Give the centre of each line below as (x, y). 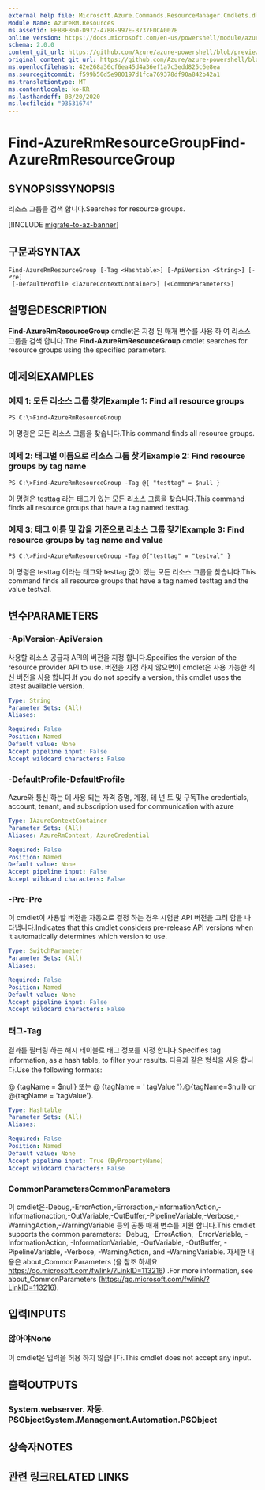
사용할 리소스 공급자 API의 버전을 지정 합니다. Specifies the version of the (122, 657)
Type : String (30, 700)
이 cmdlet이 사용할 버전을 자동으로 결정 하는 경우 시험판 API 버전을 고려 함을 (125, 918)
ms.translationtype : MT (47, 82)
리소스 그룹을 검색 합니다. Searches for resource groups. (97, 209)
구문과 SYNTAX (45, 251)
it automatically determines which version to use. (88, 936)
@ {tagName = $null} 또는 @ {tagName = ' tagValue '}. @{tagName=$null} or (132, 1086)
